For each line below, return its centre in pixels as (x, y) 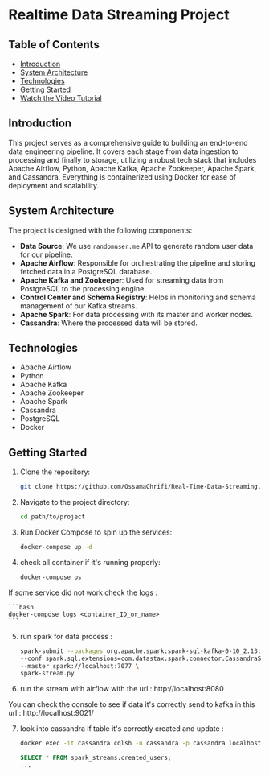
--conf (31, 658)
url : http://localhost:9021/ (51, 713)
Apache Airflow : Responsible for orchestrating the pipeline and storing (137, 262)
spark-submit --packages (61, 651)
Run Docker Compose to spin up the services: (96, 532)
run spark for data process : (66, 636)
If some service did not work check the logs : (83, 592)
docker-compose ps (51, 577)
